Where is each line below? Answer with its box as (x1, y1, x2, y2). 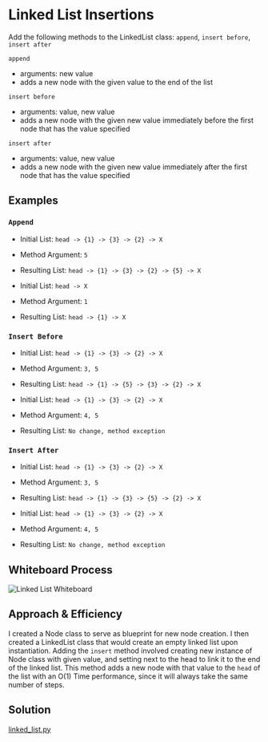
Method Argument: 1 (19, 296, 88, 306)
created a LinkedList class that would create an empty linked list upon (8, 637, 238, 647)
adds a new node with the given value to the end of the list (19, 77, 214, 87)
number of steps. (8, 679, 66, 689)
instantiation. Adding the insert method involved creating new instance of (8, 646, 253, 655)
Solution (8, 703, 51, 717)
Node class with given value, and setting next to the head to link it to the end (8, 654, 261, 663)
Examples (8, 194, 58, 208)
